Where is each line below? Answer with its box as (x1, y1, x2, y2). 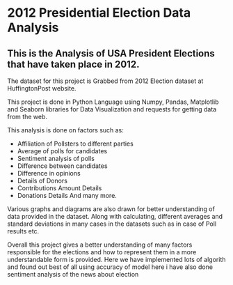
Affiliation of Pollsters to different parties (17, 139, 134, 148)
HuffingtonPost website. (7, 84, 77, 92)
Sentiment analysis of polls (17, 155, 95, 162)
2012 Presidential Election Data (7, 5, 191, 21)
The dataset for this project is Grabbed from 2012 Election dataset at (7, 77, 204, 85)
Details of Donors (17, 176, 68, 185)
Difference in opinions (17, 169, 81, 177)
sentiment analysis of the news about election (7, 270, 139, 278)
